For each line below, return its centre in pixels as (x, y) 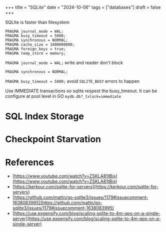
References (29, 162)
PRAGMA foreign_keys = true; (35, 49)
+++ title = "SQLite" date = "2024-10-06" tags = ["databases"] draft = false (83, 7)
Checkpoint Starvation (53, 139)
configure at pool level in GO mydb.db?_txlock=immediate (63, 96)
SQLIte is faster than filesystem (37, 22)
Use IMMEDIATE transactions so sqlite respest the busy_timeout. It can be (81, 91)
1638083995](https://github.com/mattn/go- (57, 203)
